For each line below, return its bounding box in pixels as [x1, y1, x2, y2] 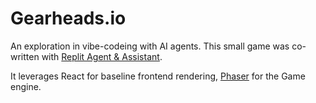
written [10, 50, 40, 62]
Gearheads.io [10, 7, 127, 30]
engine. [10, 80, 42, 92]
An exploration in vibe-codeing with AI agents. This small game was [10, 40, 290, 52]
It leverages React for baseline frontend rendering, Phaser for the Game [10, 70, 306, 82]
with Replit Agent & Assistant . [41, 50, 163, 62]
